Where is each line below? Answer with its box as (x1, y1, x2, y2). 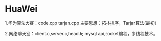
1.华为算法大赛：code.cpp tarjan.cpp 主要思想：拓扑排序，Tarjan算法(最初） (5, 20, 159, 26)
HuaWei (5, 3, 38, 15)
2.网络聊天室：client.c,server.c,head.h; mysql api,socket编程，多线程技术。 (5, 30, 158, 36)
